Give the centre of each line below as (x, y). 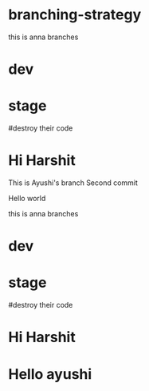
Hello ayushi (50, 374)
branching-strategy (75, 15)
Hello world (27, 198)
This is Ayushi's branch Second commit (73, 183)
